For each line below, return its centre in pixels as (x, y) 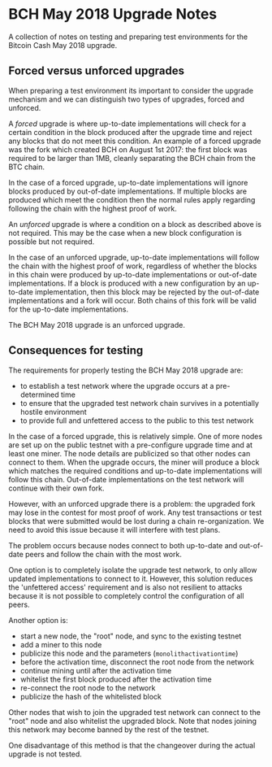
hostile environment (53, 412)
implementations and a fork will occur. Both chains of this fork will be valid (133, 300)
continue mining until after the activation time (96, 670)
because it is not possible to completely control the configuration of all (126, 595)
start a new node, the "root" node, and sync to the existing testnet (131, 636)
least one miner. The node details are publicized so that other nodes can (130, 453)
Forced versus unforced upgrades (97, 71)
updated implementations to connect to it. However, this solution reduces (131, 578)
